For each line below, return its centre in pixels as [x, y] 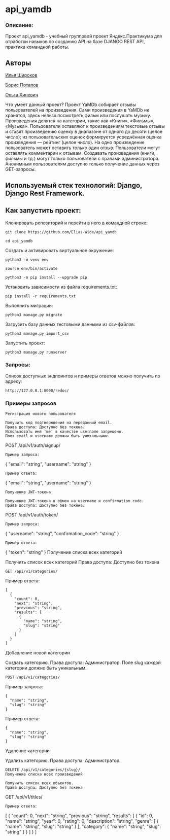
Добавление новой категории [38, 653]
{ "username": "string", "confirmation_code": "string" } [62, 534]
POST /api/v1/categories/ [32, 677]
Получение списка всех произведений [44, 775]
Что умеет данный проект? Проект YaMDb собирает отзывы [71, 104]
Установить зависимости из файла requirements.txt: [61, 287]
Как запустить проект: [43, 211]
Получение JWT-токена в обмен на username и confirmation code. [75, 501]
